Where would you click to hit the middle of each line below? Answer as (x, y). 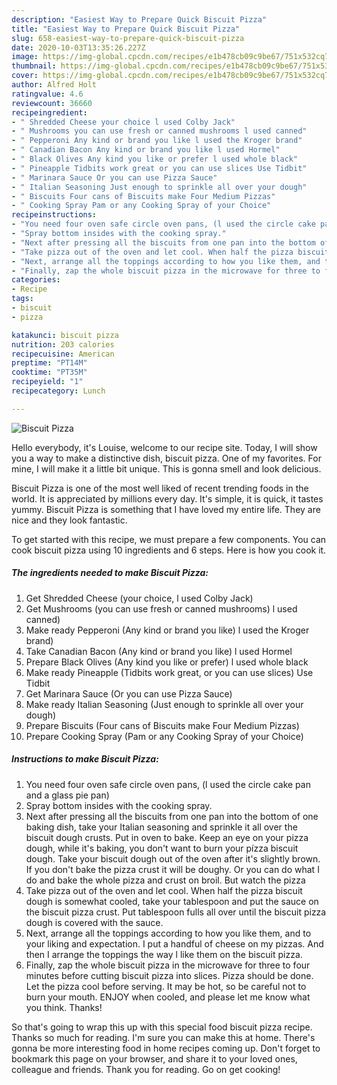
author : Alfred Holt (54, 85)
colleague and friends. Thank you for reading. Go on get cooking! (146, 1069)
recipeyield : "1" (47, 382)
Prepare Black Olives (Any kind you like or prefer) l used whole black (167, 662)
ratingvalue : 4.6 (47, 94)
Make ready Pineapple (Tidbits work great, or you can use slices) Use (169, 672)
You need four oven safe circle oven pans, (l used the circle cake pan (168, 784)
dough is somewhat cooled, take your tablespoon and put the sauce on (172, 901)
